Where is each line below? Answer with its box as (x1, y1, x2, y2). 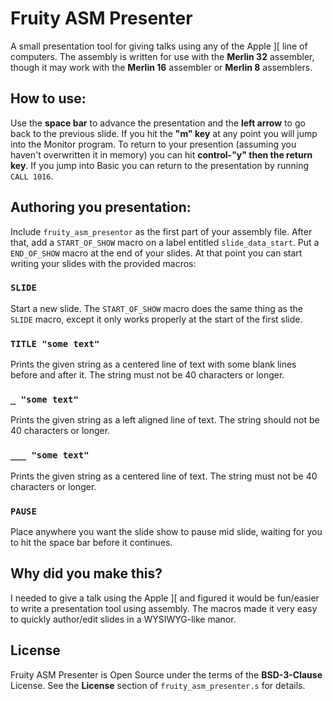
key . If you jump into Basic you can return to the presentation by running (10, 159, 310, 171)
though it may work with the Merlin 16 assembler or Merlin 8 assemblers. (10, 61, 313, 73)
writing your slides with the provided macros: (10, 257, 197, 269)
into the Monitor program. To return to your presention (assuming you (10, 138, 297, 150)
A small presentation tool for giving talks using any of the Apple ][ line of (10, 40, 308, 52)
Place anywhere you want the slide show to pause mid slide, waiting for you (10, 526, 323, 538)
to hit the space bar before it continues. (10, 537, 173, 549)
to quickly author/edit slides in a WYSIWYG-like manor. (10, 613, 237, 625)
